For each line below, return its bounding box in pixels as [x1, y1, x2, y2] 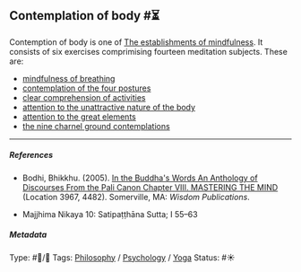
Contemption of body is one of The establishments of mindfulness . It [9, 36, 263, 48]
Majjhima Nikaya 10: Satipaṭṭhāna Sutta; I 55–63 [21, 208, 199, 219]
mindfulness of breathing [21, 73, 116, 83]
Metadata [9, 229, 47, 241]
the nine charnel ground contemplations [21, 120, 170, 131]
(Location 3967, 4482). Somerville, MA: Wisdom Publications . [21, 191, 251, 202]
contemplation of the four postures [21, 83, 151, 93]
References [9, 150, 54, 161]
